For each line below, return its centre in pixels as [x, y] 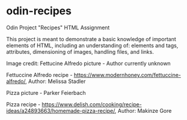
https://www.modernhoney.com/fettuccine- [127, 75]
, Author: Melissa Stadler [56, 81]
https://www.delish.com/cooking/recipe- [92, 104]
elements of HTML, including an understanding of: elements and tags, [92, 45]
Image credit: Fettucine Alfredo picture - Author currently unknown [88, 63]
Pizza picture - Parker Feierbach [46, 93]
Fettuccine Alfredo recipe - [39, 75]
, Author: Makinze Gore [143, 110]
